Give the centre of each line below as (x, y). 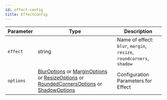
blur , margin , (132, 46)
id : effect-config (24, 10)
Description (138, 31)
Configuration (133, 74)
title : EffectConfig (27, 14)
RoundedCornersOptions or (70, 84)
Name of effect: (135, 39)
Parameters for (134, 81)
